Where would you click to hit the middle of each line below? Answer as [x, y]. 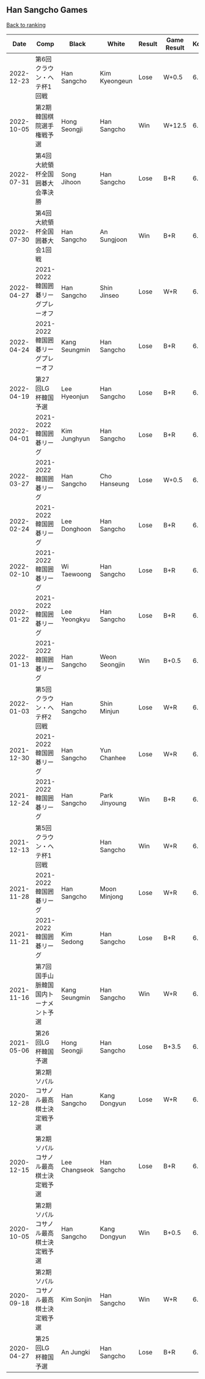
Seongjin [112, 664]
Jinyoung [113, 803]
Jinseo [110, 295]
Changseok [77, 1169]
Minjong [111, 896]
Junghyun [75, 439]
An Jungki [75, 1352]
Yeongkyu [75, 619]
